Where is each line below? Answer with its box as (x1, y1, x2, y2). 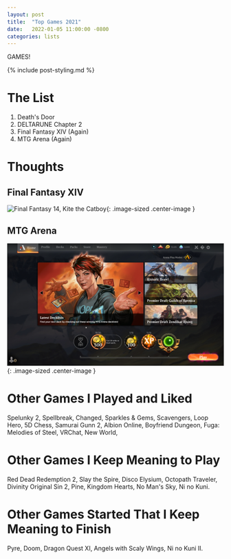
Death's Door (16, 113, 55, 121)
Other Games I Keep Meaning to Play (7, 452, 221, 468)
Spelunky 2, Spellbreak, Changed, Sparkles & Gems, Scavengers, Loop (7, 414, 208, 422)
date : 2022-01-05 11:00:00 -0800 (7, 26, 109, 32)
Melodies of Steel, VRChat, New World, (7, 428, 118, 436)
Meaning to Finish (7, 521, 112, 537)
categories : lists (7, 33, 60, 40)
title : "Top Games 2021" (7, 18, 81, 26)
